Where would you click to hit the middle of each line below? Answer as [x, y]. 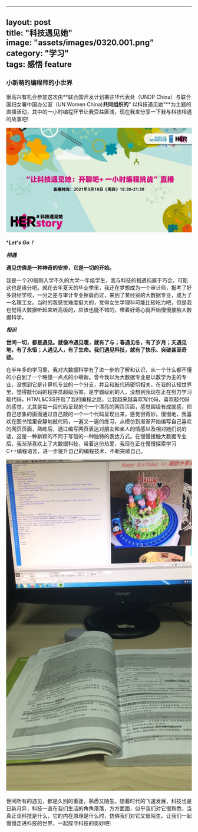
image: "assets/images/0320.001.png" [80, 43]
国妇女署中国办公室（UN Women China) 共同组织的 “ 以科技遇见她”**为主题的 [99, 104]
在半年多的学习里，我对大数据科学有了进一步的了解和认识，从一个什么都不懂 [99, 370]
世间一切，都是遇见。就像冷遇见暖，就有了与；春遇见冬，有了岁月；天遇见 [96, 342]
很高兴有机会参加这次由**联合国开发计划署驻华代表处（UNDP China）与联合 [99, 97]
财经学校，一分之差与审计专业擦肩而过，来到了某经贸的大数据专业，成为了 [101, 295]
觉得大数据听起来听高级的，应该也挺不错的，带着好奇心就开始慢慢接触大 [99, 310]
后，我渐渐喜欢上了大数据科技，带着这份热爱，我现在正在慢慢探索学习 [91, 443]
